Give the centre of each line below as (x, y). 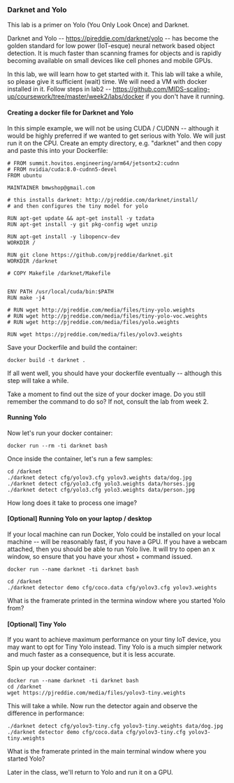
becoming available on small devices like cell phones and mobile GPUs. (110, 61)
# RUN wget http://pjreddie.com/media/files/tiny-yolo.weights (101, 310)
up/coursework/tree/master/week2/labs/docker (76, 96)
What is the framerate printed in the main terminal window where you (107, 752)
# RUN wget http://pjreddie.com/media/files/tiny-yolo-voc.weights (108, 316)
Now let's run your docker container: (60, 433)
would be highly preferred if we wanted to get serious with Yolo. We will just (116, 136)
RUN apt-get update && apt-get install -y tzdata (81, 218)
